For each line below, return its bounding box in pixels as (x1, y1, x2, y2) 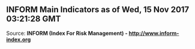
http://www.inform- (128, 30, 179, 37)
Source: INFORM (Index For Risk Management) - (6, 30, 128, 37)
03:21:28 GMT (6, 14, 61, 24)
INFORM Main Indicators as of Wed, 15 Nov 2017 (6, 5, 190, 15)
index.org (6, 35, 31, 43)
